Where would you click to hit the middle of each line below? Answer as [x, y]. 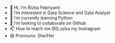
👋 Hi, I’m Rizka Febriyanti [35, 8]
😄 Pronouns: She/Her [32, 36]
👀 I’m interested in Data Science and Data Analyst [60, 13]
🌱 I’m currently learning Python [41, 18]
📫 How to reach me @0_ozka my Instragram [55, 29]
